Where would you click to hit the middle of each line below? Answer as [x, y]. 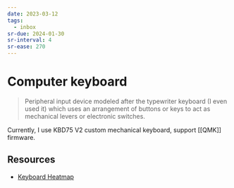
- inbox [25, 27]
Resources [31, 160]
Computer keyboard [67, 82]
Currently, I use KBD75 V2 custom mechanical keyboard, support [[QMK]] [115, 130]
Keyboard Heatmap [45, 177]
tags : [15, 20]
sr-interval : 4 [30, 40]
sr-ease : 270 [26, 47]
